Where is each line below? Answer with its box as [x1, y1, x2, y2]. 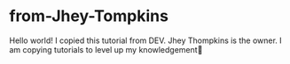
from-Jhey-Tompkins [9, 6, 169, 26]
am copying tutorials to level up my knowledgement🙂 [9, 44, 203, 54]
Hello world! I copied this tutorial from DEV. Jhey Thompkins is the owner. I [9, 35, 282, 46]
